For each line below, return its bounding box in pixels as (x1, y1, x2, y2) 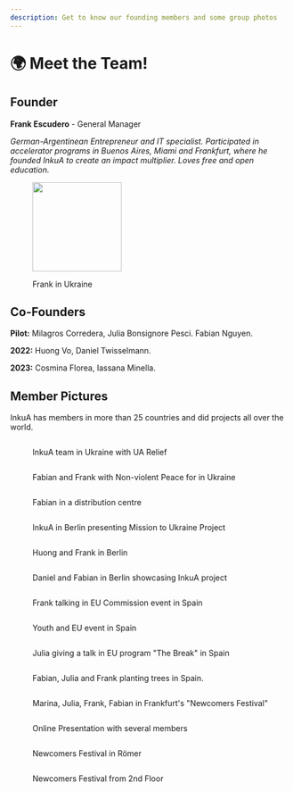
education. (10, 164, 50, 175)
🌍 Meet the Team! (10, 53, 148, 73)
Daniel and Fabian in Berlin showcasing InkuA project (32, 572, 228, 583)
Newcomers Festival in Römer (32, 748, 142, 759)
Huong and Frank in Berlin (32, 547, 128, 558)
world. (10, 421, 34, 433)
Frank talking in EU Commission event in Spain (32, 597, 203, 608)
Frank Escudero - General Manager (10, 118, 142, 129)
